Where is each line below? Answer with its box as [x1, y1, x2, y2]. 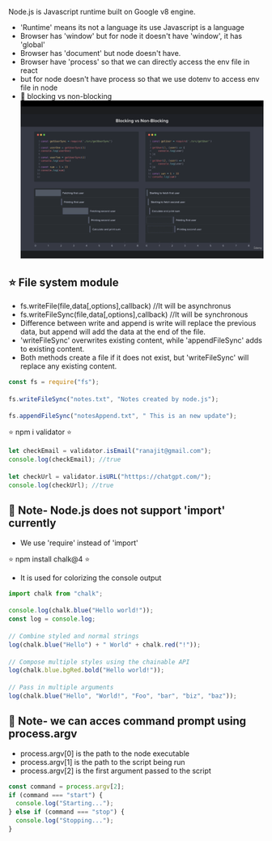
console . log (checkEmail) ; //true [8, 455, 121, 464]
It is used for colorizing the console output [19, 573, 162, 583]
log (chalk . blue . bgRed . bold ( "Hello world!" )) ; [8, 666, 164, 675]
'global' [19, 40, 46, 49]
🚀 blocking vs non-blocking [19, 92, 113, 100]
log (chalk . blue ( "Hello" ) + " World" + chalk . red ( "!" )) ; [8, 640, 201, 649]
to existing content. [19, 344, 85, 353]
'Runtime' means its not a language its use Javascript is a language [19, 23, 245, 32]
